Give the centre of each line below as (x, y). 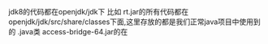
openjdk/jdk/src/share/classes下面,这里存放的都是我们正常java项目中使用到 (135, 22)
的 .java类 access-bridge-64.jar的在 (68, 32)
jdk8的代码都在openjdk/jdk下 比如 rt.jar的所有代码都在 (99, 12)
